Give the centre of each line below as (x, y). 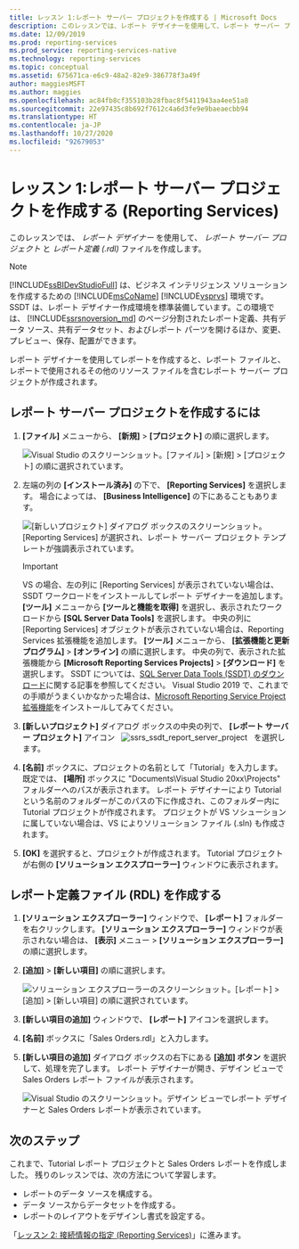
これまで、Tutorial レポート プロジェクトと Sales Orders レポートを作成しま (148, 1163)
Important (40, 566)
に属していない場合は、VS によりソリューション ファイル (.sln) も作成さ (154, 823)
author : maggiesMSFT (48, 84)
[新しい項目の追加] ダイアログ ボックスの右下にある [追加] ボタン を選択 (154, 1057)
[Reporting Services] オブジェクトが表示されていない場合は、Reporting (153, 629)
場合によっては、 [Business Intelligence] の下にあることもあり (155, 496)
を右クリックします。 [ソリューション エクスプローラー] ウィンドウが (149, 929)
